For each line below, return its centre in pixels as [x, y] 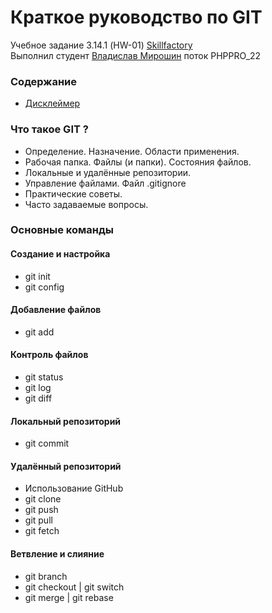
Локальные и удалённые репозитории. [108, 172]
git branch [46, 576]
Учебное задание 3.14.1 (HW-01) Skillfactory [101, 45]
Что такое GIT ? [49, 129]
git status [44, 377]
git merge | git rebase [69, 597]
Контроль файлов [49, 355]
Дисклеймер [52, 103]
